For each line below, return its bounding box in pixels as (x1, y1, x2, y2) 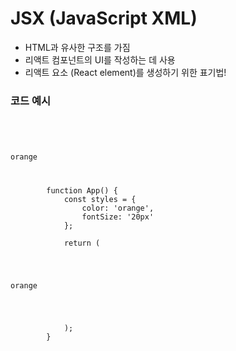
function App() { (46, 186, 118, 196)
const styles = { (63, 195, 137, 205)
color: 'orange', (81, 203, 155, 214)
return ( (63, 238, 101, 249)
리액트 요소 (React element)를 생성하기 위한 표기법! (24, 66, 227, 78)
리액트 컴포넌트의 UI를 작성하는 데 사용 (24, 53, 176, 66)
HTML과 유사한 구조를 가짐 (24, 41, 131, 53)
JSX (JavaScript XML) (10, 7, 198, 30)
